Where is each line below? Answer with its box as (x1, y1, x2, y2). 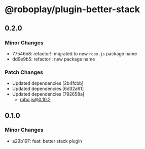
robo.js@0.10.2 (19, 97, 51, 103)
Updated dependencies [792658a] (12, 91, 85, 97)
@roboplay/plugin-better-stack (5, 4, 140, 15)
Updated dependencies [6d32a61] (12, 85, 84, 92)
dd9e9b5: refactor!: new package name (12, 56, 95, 62)
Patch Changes (5, 69, 44, 76)
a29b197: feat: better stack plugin (12, 138, 82, 144)
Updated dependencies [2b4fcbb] (12, 80, 84, 86)
